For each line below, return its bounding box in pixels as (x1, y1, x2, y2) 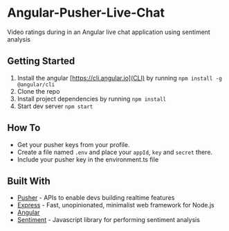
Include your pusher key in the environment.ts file (17, 155, 159, 164)
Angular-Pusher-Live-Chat (7, 5, 165, 21)
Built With (7, 175, 51, 187)
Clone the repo (17, 87, 60, 95)
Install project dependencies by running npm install (17, 94, 167, 103)
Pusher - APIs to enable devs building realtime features (17, 194, 175, 202)
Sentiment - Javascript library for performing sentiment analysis (17, 216, 201, 224)
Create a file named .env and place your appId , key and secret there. (17, 148, 213, 156)
